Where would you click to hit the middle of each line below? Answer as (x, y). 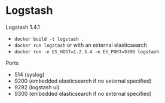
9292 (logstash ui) (37, 87)
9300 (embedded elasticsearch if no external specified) (83, 93)
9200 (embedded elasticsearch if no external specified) (83, 81)
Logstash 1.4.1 (23, 27)
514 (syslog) (30, 74)
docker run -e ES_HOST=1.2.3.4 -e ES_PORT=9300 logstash (87, 51)
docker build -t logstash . (49, 39)
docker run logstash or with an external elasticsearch (81, 45)
